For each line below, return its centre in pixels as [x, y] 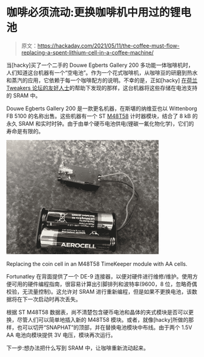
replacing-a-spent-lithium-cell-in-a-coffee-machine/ [87, 52]
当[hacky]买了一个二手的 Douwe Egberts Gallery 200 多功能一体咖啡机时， [100, 65]
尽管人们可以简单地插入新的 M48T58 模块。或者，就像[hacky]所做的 [103, 319]
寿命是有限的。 [25, 131]
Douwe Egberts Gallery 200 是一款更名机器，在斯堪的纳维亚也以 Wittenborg [102, 108]
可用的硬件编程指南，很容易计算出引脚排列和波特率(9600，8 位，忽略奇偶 [104, 284]
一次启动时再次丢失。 [54, 299]
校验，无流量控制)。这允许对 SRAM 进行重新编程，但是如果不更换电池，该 [99, 291]
